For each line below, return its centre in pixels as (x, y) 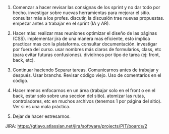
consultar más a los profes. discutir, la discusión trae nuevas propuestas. (88, 18)
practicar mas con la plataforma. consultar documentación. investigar (85, 44)
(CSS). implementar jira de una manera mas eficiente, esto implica (81, 38)
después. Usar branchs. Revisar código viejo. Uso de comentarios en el (87, 75)
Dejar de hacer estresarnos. (41, 116)
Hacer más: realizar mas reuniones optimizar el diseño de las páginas (85, 33)
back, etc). (24, 60)
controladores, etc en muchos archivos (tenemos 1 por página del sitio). (87, 101)
